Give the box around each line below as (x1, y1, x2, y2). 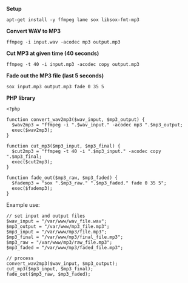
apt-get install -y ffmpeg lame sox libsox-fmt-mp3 (6, 17, 139, 23)
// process (6, 255, 34, 261)
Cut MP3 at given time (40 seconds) (6, 50, 99, 57)
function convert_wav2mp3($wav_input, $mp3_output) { (6, 117, 146, 123)
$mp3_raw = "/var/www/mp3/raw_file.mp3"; (6, 239, 113, 246)
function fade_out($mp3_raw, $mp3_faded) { (6, 175, 118, 181)
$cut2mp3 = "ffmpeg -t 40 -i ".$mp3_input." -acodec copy (12, 148, 162, 154)
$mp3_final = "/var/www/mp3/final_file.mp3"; (6, 234, 123, 240)
